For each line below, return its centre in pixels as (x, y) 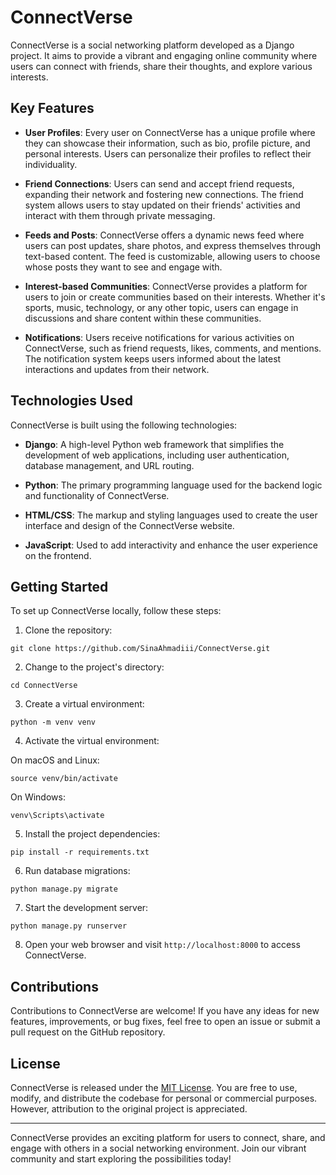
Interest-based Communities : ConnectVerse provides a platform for (166, 286)
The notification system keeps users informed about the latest (153, 358)
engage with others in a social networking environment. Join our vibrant (158, 1148)
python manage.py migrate (64, 889)
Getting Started (59, 586)
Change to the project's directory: (94, 667)
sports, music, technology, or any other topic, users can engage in (161, 307)
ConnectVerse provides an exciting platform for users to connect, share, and (168, 1137)
